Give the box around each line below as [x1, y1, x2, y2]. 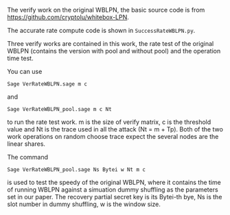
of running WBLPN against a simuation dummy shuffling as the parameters [7, 186, 218, 194]
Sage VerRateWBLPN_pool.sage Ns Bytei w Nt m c [7, 166, 146, 173]
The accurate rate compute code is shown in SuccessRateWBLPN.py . [7, 27, 196, 34]
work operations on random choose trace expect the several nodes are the [7, 133, 219, 140]
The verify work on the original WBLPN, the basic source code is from [7, 6, 205, 14]
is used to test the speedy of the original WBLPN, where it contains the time [7, 178, 221, 186]
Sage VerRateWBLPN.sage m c [7, 81, 88, 88]
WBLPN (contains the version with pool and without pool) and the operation [7, 47, 221, 55]
